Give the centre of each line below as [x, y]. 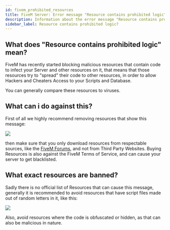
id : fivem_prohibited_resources [39, 10]
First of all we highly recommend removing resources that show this [76, 118]
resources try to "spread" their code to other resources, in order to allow [81, 75]
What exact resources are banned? [62, 175]
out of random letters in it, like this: [41, 198]
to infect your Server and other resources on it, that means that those [77, 70]
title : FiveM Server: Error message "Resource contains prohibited [78, 15]
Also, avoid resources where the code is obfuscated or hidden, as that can [83, 217]
